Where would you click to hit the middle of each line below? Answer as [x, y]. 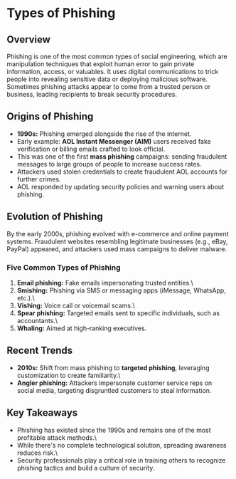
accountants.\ [37, 320]
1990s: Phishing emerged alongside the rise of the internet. [104, 134]
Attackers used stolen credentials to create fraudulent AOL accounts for [122, 172]
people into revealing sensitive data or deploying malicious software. [107, 79]
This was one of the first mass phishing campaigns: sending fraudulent [122, 156]
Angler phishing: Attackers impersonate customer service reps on [114, 383]
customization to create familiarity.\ [69, 375]
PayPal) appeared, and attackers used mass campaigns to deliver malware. [117, 249]
